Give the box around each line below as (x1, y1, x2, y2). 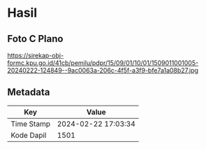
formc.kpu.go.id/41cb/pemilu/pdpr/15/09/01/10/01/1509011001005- (7, 59, 199, 67)
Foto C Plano (7, 33, 64, 45)
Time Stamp (10, 119, 51, 129)
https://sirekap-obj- (7, 51, 64, 59)
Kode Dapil (10, 130, 47, 140)
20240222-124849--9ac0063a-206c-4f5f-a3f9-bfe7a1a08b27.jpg (7, 66, 199, 74)
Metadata (7, 86, 50, 99)
